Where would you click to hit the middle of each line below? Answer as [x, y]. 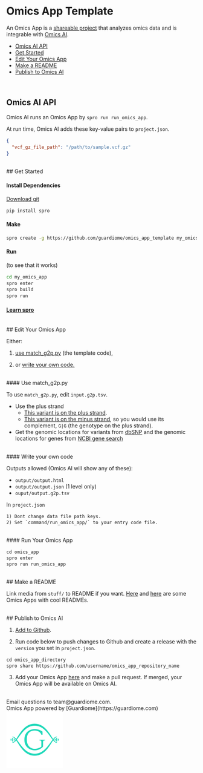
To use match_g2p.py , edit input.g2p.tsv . [57, 395]
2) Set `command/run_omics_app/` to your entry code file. [82, 523]
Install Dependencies [34, 185]
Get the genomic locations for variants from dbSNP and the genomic [100, 432]
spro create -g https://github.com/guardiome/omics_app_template [90, 238]
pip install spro [28, 211]
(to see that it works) [32, 265]
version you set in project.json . [55, 648]
